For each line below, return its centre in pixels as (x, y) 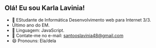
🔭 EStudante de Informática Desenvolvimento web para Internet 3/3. (81, 20)
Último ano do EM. (31, 25)
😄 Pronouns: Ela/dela (34, 41)
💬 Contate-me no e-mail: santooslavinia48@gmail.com (68, 35)
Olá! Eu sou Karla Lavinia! (45, 8)
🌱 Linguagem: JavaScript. (38, 30)
